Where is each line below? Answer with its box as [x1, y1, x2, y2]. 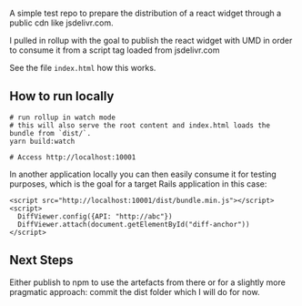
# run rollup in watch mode [9, 113, 116, 122]
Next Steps [9, 252, 74, 268]
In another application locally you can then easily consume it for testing [9, 168, 277, 179]
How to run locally [9, 88, 115, 104]
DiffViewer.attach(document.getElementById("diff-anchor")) [17, 219, 250, 229]
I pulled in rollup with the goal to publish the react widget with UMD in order [9, 36, 293, 46]
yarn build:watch [9, 137, 75, 146]
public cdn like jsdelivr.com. [9, 17, 114, 28]
